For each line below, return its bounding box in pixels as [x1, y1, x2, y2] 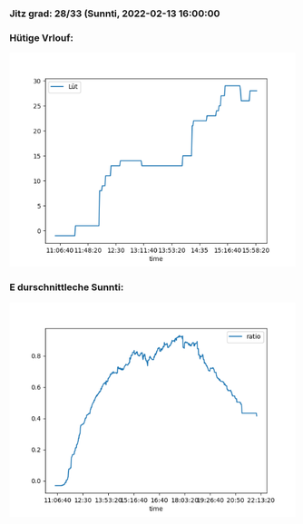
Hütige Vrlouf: [9, 31, 74, 44]
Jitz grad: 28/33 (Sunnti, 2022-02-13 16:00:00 [9, 7, 220, 20]
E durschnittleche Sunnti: [9, 281, 124, 294]
